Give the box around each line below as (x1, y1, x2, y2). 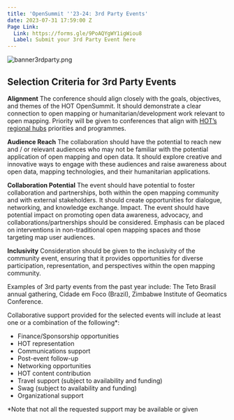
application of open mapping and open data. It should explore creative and (7, 152, 222, 161)
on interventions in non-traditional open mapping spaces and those (7, 225, 201, 234)
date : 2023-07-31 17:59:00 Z (7, 17, 92, 24)
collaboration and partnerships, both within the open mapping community (7, 188, 219, 197)
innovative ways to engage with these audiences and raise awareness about (7, 160, 227, 168)
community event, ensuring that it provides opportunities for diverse (7, 253, 204, 262)
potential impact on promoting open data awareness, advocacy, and (7, 211, 203, 219)
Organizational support (17, 391, 84, 400)
